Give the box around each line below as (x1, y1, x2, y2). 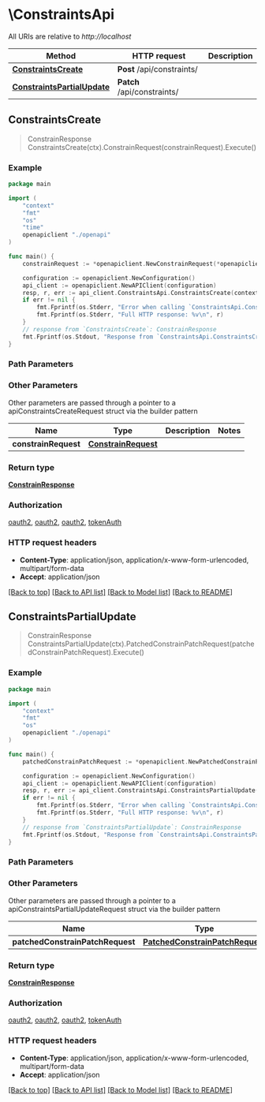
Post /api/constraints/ (117, 63, 199, 74)
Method (46, 50, 77, 61)
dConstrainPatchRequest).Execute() (27, 648, 144, 657)
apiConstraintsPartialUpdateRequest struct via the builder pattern (8, 904, 221, 913)
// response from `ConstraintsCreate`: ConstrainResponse (22, 325, 217, 333)
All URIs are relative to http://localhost (8, 32, 132, 41)
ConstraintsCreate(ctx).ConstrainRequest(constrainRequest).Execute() (27, 142, 257, 151)
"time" (22, 223, 44, 232)
